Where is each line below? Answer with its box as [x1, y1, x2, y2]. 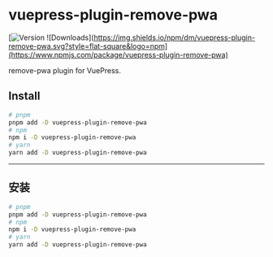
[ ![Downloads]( [8, 33, 94, 42]
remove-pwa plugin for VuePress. [8, 65, 122, 75]
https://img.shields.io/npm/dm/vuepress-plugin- [93, 33, 256, 42]
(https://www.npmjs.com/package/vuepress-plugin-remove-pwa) [8, 50, 229, 59]
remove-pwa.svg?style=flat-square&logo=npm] [8, 41, 168, 50]
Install [8, 89, 41, 103]
